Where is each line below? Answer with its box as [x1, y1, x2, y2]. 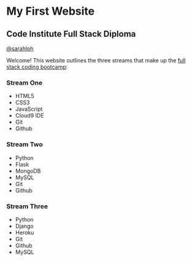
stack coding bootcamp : [6, 63, 68, 70]
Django [15, 222, 34, 230]
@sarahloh [6, 45, 34, 52]
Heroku [15, 228, 34, 236]
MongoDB [15, 167, 41, 174]
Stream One [6, 78, 43, 87]
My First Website [6, 4, 95, 18]
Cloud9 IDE [15, 112, 44, 119]
